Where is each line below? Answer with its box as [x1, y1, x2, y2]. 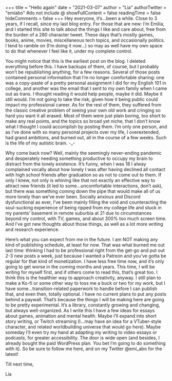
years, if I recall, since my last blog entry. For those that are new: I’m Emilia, [5, 21, 165, 27]
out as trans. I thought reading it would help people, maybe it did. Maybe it [5, 91, 163, 97]
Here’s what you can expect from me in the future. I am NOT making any [5, 237, 158, 242]
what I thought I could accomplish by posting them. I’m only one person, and [5, 123, 167, 130]
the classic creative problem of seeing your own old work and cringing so [5, 107, 161, 113]
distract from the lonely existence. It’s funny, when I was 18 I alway [5, 161, 146, 167]
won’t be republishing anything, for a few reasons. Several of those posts [5, 69, 160, 75]
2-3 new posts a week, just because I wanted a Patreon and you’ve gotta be [5, 253, 166, 259]
